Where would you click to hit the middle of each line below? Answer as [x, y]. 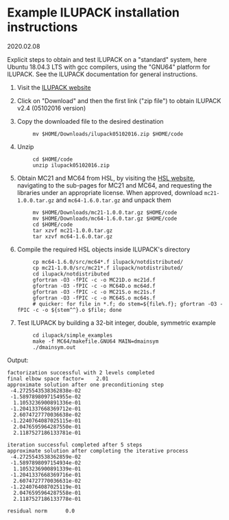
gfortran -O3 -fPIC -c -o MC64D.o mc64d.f [94, 286]
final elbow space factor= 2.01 [58, 378]
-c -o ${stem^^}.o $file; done [77, 310]
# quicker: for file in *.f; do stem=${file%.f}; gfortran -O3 [125, 304]
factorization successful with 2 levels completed [81, 372]
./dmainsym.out [54, 347]
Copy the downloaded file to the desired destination [90, 121]
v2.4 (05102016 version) [51, 108]
